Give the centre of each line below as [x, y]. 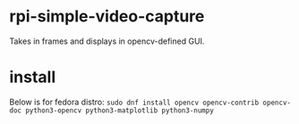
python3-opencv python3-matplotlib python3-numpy [120, 110]
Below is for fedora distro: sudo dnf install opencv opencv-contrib [134, 102]
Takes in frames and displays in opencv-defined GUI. [107, 41]
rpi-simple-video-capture [107, 17]
